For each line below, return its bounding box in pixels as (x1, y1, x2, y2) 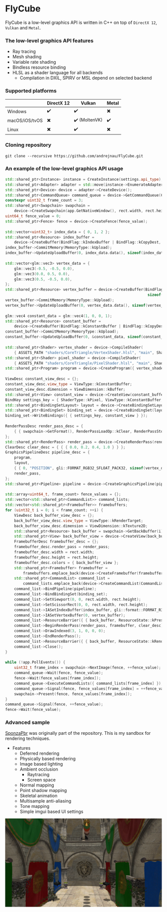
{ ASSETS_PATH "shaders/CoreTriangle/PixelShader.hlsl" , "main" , (14, 360, 153, 366)
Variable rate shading (12, 59, 56, 65)
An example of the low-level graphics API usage (5, 165, 123, 172)
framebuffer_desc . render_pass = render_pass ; (14, 545, 110, 550)
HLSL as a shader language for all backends (12, 70, 103, 76)
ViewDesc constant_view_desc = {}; (5, 376, 79, 381)
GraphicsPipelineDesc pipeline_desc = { (5, 450, 90, 455)
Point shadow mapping (19, 788, 67, 794)
